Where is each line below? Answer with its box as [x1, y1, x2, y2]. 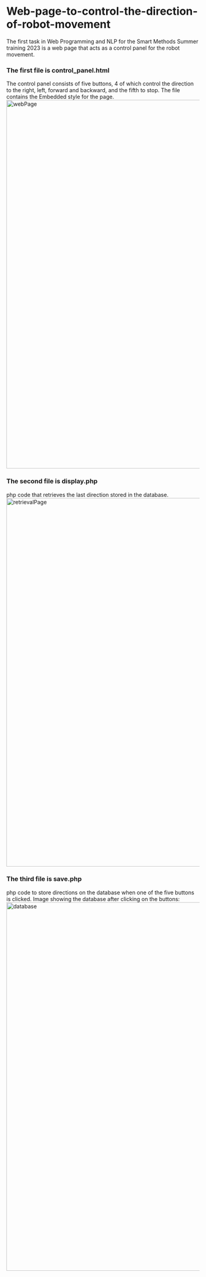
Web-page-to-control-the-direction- [6, 4, 198, 18]
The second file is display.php [6, 477, 98, 486]
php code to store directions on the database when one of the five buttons [6, 889, 194, 896]
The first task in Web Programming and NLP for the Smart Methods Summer [6, 37, 199, 45]
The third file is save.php [6, 875, 82, 883]
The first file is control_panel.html [6, 66, 110, 74]
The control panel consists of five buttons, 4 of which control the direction [6, 80, 194, 87]
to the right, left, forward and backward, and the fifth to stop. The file [6, 87, 180, 94]
